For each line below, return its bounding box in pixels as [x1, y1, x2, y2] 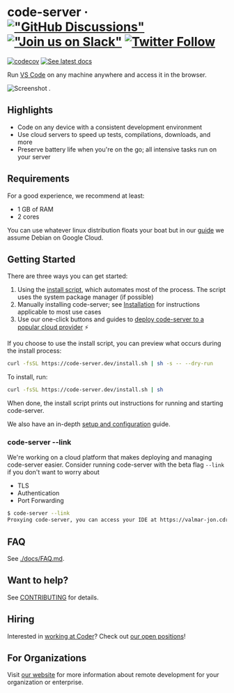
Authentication [17, 489, 60, 497]
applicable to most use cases [17, 308, 102, 316]
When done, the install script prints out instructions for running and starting [7, 399, 224, 407]
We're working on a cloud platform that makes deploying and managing [7, 453, 212, 462]
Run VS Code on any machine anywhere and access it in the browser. [7, 71, 207, 79]
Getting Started [7, 253, 76, 265]
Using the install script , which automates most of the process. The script [17, 286, 226, 294]
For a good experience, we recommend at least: [7, 191, 145, 200]
